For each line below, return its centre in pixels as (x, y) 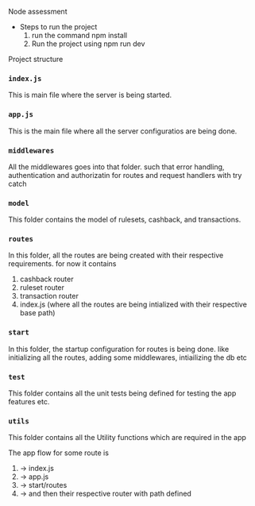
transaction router (49, 296)
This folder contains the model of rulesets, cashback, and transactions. (125, 220)
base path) (37, 313)
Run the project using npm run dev (88, 44)
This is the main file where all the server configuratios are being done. (123, 131)
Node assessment (38, 12)
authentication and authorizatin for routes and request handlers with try (125, 175)
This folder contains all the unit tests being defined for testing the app (122, 393)
